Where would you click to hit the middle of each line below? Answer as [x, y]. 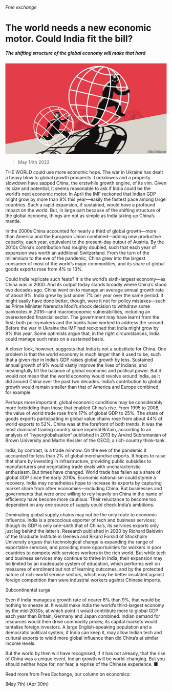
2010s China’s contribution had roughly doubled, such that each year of [81, 247]
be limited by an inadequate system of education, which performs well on [83, 564]
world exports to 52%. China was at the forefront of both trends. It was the [84, 424]
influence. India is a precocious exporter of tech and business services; [81, 520]
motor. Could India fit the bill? [69, 39]
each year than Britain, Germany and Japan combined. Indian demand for [83, 616]
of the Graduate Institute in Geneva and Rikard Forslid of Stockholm [76, 537]
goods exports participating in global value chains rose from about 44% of [84, 419]
